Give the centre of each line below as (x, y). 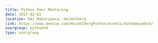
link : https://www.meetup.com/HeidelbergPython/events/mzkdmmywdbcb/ (80, 23)
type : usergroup (22, 33)
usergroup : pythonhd (27, 28)
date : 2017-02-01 (23, 14)
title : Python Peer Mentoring (37, 10)
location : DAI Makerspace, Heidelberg (46, 19)
